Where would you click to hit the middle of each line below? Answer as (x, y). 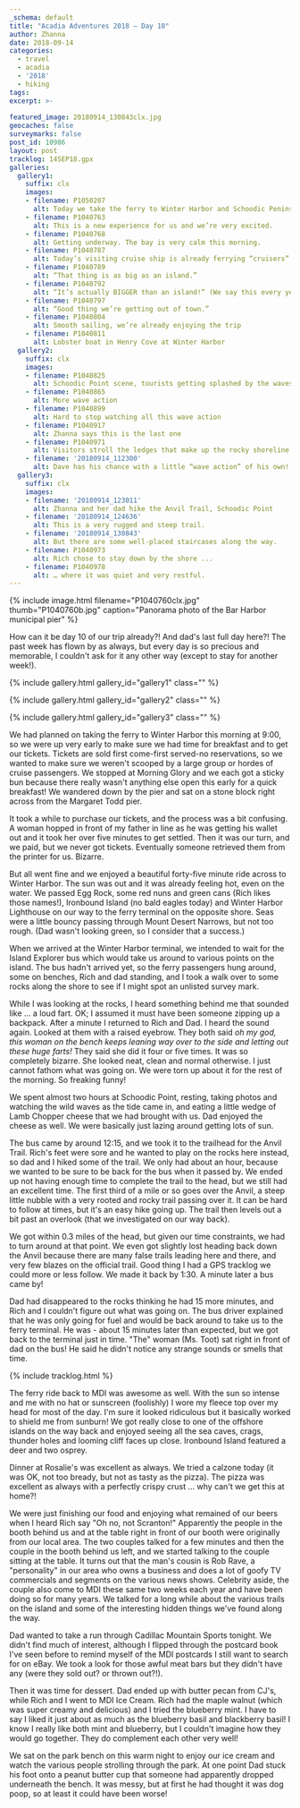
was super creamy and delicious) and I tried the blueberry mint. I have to (143, 1710)
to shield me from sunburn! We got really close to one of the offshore (136, 1422)
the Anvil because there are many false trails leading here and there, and (143, 1256)
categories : (31, 51)
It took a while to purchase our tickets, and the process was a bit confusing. (149, 819)
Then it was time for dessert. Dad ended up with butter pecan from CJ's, (143, 1691)
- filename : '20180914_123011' (83, 500)
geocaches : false (42, 126)
